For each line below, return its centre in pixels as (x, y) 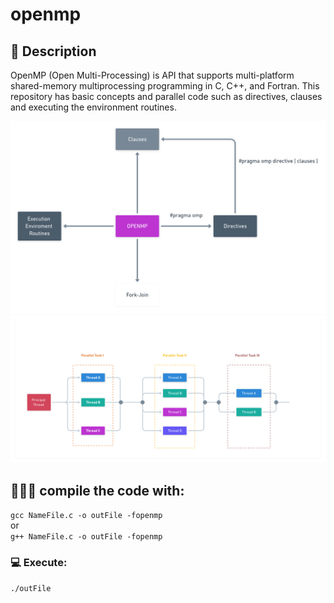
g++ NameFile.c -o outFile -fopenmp (86, 537)
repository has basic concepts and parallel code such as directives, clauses (166, 96)
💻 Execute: (39, 563)
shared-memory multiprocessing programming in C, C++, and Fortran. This (165, 86)
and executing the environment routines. (93, 107)
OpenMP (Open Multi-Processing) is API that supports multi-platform (152, 75)
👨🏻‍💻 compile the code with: (97, 490)
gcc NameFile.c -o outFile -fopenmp (86, 516)
